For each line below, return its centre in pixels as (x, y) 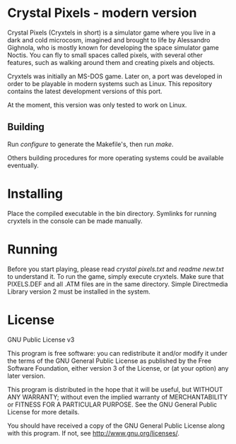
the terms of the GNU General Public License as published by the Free (110, 361)
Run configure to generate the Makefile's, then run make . (91, 144)
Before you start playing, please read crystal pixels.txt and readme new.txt (116, 269)
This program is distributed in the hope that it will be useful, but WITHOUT (115, 389)
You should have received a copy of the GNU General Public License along (116, 426)
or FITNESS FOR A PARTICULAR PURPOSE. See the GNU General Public (112, 404)
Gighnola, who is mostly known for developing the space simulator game (113, 47)
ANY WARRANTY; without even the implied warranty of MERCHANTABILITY (118, 397)
